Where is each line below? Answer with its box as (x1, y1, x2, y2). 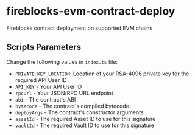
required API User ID (15, 76, 67, 83)
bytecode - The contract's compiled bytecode (15, 102, 130, 109)
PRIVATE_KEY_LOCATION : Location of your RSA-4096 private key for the (15, 70, 190, 77)
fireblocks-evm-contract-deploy (6, 4, 175, 18)
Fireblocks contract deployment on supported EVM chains (6, 24, 153, 32)
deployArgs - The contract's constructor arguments (15, 108, 144, 116)
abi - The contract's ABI (15, 95, 76, 103)
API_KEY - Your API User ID (15, 83, 82, 90)
